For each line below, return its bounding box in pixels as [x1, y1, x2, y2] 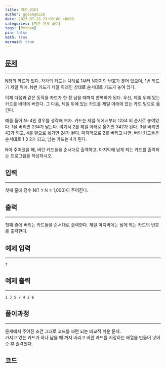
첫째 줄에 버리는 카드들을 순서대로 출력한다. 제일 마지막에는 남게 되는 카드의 [5, 222, 150, 228]
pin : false [5, 30, 28, 35]
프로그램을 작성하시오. [10, 153, 53, 158]
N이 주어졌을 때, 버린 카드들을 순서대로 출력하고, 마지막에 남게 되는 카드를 [5, 147, 147, 153]
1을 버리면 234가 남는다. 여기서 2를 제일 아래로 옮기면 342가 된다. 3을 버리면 [11, 123, 160, 129]
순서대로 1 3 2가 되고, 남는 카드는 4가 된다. [5, 136, 87, 142]
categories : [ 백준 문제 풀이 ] [5, 21, 61, 26]
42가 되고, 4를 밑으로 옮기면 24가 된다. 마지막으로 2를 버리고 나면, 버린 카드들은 [5, 130, 160, 136]
